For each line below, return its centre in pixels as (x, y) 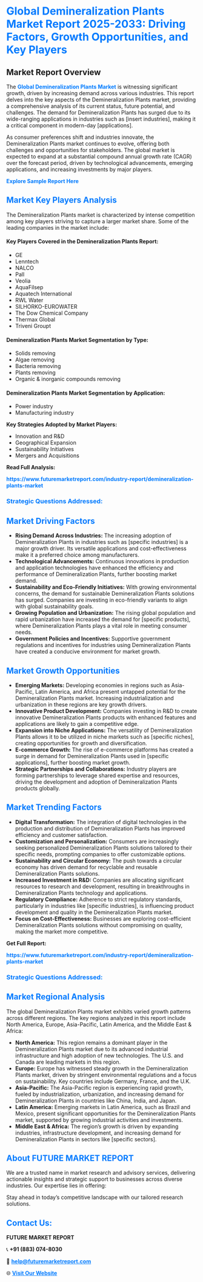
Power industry (34, 406)
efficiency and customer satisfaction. (61, 834)
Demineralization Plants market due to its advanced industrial (92, 1049)
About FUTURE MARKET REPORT (70, 1158)
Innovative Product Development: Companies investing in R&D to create (106, 711)
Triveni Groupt (33, 326)
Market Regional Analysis (56, 997)
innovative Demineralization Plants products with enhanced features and (105, 717)
